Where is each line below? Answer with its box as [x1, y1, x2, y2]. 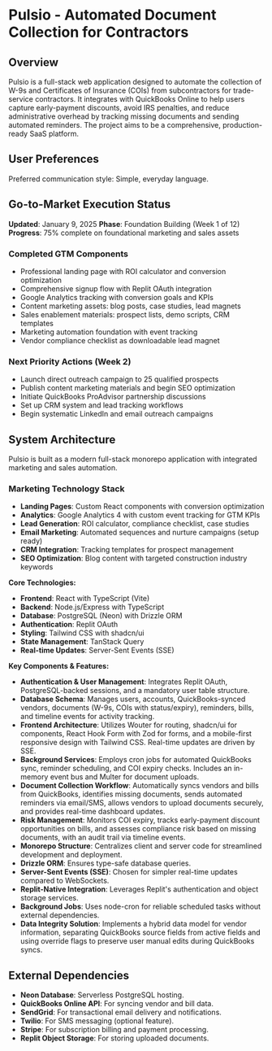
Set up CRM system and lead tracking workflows [19, 400, 184, 410]
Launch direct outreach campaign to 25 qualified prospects [19, 374, 219, 384]
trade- [232, 85, 254, 95]
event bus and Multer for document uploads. [50, 772, 200, 782]
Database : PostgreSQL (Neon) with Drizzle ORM [19, 611, 183, 621]
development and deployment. [19, 850, 123, 860]
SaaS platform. [29, 129, 80, 138]
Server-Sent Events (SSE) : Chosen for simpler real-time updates [19, 867, 238, 877]
